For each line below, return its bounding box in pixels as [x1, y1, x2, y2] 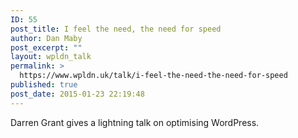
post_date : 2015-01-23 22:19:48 [10, 89, 145, 99]
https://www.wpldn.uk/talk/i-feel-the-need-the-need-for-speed [19, 71, 288, 81]
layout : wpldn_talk [10, 52, 92, 62]
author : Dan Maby [10, 33, 83, 43]
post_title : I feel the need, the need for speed [10, 24, 222, 34]
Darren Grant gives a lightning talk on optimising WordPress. [10, 116, 260, 128]
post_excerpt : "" [10, 42, 83, 53]
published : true [10, 80, 78, 90]
